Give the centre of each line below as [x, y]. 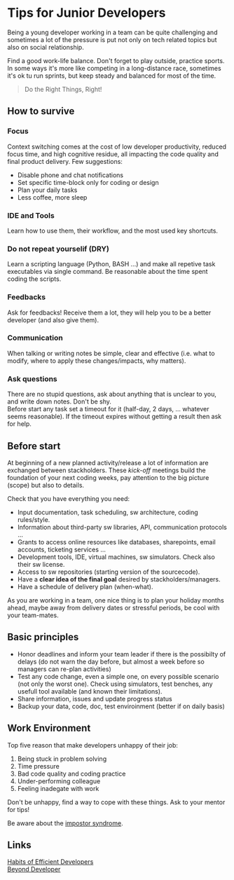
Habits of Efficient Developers [50, 862]
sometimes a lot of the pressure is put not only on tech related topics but [112, 39]
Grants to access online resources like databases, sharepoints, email [116, 542]
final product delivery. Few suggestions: [65, 161]
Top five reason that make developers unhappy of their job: [93, 745]
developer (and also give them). [53, 319]
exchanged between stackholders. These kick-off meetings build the [106, 470]
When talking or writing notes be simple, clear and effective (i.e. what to [111, 353]
